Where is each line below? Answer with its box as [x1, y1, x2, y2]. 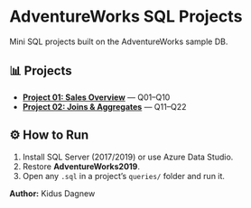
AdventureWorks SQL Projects [9, 6, 243, 27]
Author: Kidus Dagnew [9, 187, 96, 199]
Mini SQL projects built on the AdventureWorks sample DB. [9, 36, 228, 47]
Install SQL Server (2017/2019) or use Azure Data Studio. [22, 151, 234, 162]
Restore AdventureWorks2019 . [22, 160, 141, 172]
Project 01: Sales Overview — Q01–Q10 [22, 92, 171, 103]
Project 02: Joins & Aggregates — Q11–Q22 [22, 101, 187, 112]
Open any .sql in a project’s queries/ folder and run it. [22, 170, 226, 181]
